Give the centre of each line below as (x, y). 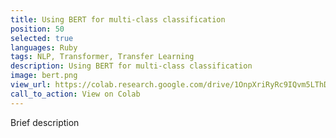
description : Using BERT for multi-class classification (131, 66)
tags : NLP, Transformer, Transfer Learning (102, 57)
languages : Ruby (44, 47)
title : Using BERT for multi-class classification (118, 19)
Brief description (45, 122)
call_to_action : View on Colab (75, 94)
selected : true (42, 38)
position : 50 (37, 29)
